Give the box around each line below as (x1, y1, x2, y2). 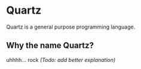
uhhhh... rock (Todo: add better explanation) (6, 56, 116, 63)
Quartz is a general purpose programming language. (6, 23, 136, 30)
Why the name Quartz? (6, 40, 94, 51)
